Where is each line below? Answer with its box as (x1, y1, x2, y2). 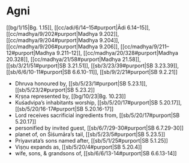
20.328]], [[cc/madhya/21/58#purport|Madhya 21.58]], (6, 56, 141, 63)
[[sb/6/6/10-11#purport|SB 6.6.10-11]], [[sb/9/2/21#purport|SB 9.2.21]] (6, 68, 178, 75)
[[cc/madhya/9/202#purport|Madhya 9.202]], (6, 30, 119, 37)
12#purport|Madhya (6, 49, 55, 56)
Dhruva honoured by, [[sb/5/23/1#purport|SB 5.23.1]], (14, 79, 148, 87)
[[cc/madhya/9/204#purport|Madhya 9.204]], (6, 36, 120, 44)
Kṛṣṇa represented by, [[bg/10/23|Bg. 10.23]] (14, 93, 126, 100)
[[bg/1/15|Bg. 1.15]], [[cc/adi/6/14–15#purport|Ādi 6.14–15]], (6, 24, 151, 31)
